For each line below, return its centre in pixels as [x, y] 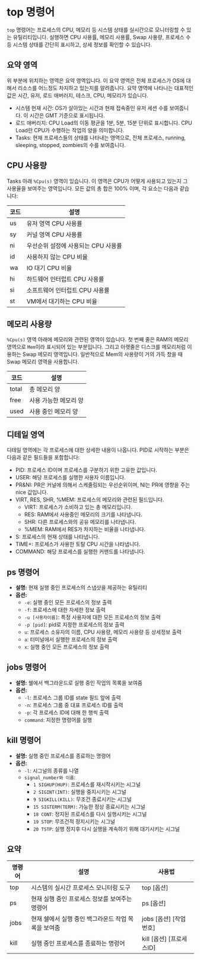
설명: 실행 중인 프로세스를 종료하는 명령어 [63, 756]
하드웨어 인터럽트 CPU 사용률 [65, 279]
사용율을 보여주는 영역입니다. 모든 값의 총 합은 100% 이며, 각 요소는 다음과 [93, 188]
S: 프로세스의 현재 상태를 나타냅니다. [57, 537]
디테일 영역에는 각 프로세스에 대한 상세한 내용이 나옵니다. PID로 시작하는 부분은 [98, 450]
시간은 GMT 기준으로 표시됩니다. [67, 115]
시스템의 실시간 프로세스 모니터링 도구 [81, 888]
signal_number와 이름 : [50, 777]
